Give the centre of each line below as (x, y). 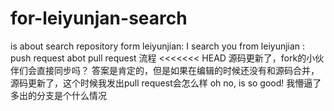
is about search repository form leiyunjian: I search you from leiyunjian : (158, 46)
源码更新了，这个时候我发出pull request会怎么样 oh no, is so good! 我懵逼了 (166, 83)
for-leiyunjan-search (99, 18)
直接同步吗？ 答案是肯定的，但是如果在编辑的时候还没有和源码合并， (178, 70)
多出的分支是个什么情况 (58, 95)
